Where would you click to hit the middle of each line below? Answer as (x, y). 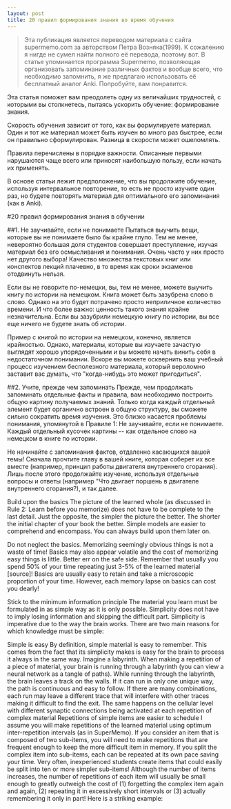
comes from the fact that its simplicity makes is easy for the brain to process (116, 652)
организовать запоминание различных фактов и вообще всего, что (123, 69)
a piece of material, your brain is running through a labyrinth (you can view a (115, 666)
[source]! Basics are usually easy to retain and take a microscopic (101, 574)
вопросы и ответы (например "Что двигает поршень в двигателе (103, 481)
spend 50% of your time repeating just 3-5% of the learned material (104, 566)
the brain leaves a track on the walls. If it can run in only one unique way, (111, 681)
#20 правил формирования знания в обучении (76, 216)
